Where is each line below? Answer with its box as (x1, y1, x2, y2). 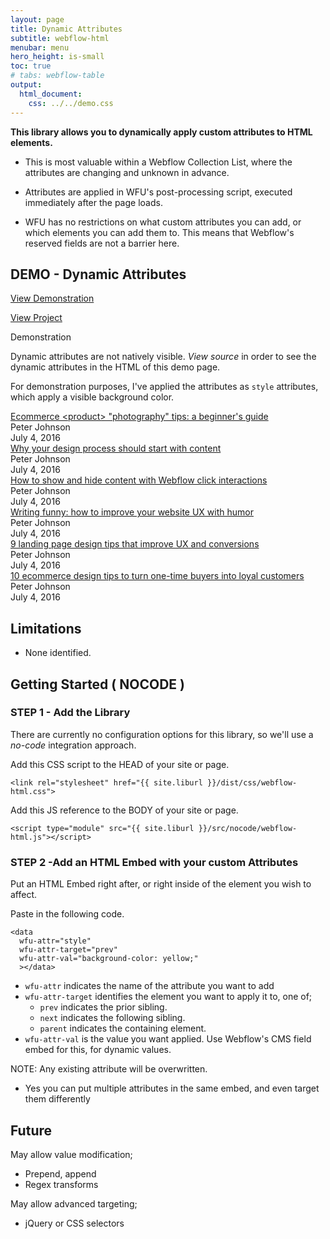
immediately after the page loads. (24, 196, 163, 208)
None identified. (24, 647, 92, 659)
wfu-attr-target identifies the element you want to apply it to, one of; (24, 991, 313, 1003)
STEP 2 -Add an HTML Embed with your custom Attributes (10, 855, 299, 869)
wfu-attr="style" (19, 936, 92, 946)
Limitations (10, 620, 82, 637)
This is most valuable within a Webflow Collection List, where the (24, 156, 293, 168)
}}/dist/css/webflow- (206, 777, 298, 788)
